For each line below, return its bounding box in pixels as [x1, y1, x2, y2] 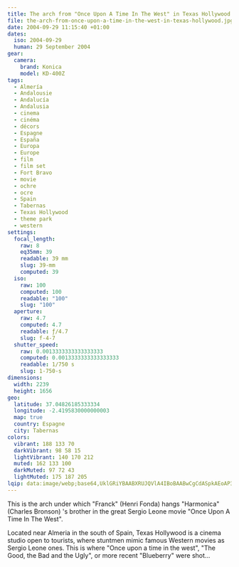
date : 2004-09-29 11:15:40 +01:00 [7, 23, 110, 31]
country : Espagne [14, 420, 65, 428]
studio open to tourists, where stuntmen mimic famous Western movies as [7, 536, 225, 544]
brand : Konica [20, 63, 62, 70]
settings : [7, 228, 37, 235]
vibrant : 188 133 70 [14, 440, 75, 447]
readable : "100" [20, 295, 69, 302]
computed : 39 [20, 268, 59, 275]
